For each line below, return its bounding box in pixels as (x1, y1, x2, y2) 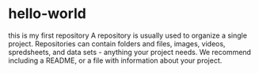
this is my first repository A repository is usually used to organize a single (8, 31, 248, 40)
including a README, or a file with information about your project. (8, 56, 223, 65)
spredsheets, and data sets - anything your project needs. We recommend (8, 47, 252, 57)
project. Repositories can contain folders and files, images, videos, (8, 38, 226, 48)
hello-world (8, 5, 87, 23)
